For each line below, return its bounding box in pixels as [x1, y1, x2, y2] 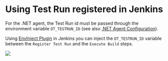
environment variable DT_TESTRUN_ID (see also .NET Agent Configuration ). [5, 25, 158, 31]
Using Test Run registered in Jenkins [5, 4, 163, 15]
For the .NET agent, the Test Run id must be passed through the [5, 20, 139, 26]
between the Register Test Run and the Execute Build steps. [5, 40, 133, 46]
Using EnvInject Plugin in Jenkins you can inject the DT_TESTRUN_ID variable [5, 35, 162, 41]
